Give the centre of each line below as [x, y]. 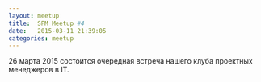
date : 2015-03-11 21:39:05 [57, 31]
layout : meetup [34, 16]
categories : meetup [41, 38]
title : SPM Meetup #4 [46, 23]
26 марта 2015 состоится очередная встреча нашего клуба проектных [130, 61]
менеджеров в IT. [39, 70]
